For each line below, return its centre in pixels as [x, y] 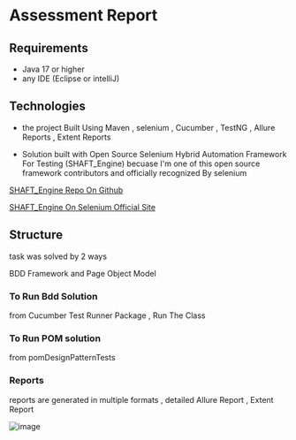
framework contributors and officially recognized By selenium [134, 172]
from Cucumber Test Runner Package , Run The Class [107, 315]
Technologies [48, 106]
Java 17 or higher [53, 69]
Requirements [49, 48]
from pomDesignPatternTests [63, 358]
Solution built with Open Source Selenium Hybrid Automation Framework [154, 154]
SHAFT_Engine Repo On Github [66, 190]
